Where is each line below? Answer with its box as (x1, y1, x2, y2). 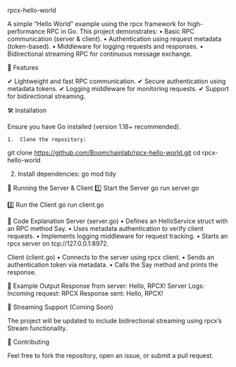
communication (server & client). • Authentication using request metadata (7, 35, 222, 43)
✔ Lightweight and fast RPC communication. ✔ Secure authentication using (7, 77, 226, 85)
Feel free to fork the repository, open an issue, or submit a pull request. (7, 351, 213, 359)
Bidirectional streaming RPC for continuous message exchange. (7, 49, 192, 58)
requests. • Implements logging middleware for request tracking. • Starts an (7, 232, 228, 240)
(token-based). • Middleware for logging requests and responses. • (7, 42, 204, 50)
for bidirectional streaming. (7, 92, 86, 100)
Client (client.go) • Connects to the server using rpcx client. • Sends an (7, 253, 215, 261)
